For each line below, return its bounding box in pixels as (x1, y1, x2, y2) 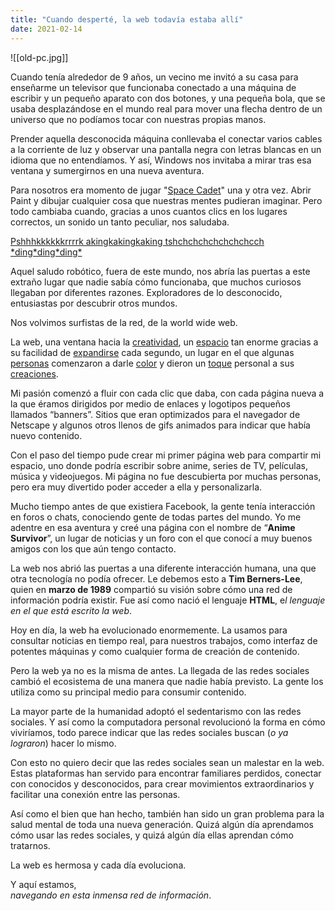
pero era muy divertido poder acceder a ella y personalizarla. (10, 481, 263, 493)
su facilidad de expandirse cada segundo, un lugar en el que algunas (10, 346, 295, 358)
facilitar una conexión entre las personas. (10, 788, 181, 800)
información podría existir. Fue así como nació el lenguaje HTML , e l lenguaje (10, 594, 326, 606)
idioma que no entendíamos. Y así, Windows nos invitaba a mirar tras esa (10, 154, 312, 166)
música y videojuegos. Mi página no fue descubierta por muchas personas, (10, 470, 322, 482)
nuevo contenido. (10, 429, 83, 441)
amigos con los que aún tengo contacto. (10, 542, 177, 555)
